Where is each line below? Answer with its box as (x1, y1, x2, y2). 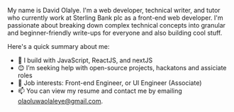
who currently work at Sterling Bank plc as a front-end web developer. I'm (7, 13, 223, 22)
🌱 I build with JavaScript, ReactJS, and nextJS (17, 56, 153, 65)
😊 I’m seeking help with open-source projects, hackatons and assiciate (17, 64, 227, 72)
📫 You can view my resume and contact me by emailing (17, 86, 182, 95)
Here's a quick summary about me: (7, 43, 110, 50)
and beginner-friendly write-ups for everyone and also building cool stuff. (7, 28, 223, 37)
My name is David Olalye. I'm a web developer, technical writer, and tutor (7, 6, 221, 14)
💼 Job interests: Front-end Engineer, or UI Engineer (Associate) (17, 79, 202, 87)
